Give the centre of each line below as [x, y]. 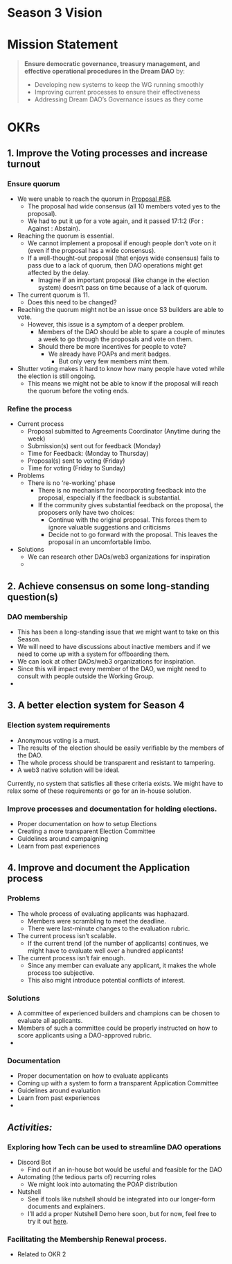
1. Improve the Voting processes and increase [107, 153]
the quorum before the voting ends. [78, 391]
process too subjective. [61, 972]
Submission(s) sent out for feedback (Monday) [94, 446]
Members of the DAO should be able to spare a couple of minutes [131, 332]
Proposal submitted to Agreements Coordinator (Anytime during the [124, 432]
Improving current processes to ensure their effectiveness [117, 92]
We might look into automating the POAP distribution [102, 1184]
